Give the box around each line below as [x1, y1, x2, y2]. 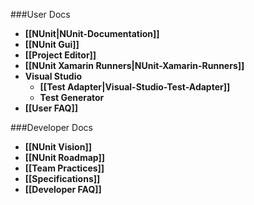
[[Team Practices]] [24, 162, 105, 174]
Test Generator [39, 92, 105, 103]
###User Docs [10, 9, 71, 20]
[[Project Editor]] [24, 49, 97, 61]
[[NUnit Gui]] [24, 39, 80, 50]
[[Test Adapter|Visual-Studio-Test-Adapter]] [39, 81, 231, 93]
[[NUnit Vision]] [24, 141, 92, 153]
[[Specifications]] [24, 173, 101, 184]
